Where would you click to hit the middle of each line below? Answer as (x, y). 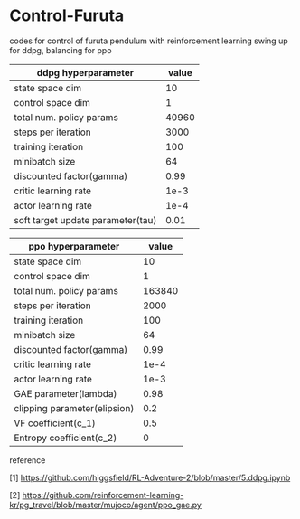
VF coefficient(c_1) (55, 423)
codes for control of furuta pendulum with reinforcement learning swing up (149, 41)
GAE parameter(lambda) (66, 393)
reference (28, 460)
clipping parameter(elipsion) (74, 408)
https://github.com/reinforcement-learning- (103, 495)
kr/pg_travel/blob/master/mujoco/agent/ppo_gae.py (105, 505)
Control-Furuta (67, 16)
